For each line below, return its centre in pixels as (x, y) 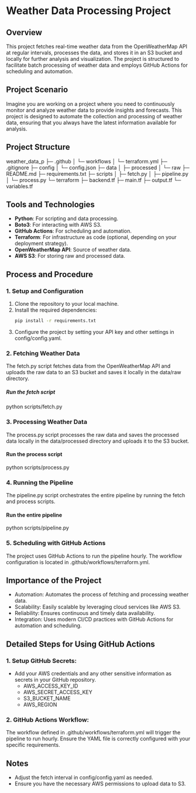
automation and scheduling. (48, 625)
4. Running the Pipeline (40, 483)
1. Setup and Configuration (45, 291)
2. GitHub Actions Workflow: (48, 720)
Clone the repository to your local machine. (66, 304)
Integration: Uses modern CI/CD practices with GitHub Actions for (94, 620)
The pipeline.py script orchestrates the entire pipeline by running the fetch (96, 495)
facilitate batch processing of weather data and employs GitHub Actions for (97, 65)
